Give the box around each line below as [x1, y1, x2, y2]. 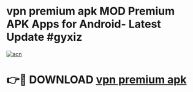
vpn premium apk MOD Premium [6, 4, 175, 18]
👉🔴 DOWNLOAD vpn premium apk [6, 73, 187, 87]
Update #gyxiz [6, 30, 83, 44]
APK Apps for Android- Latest [6, 17, 161, 31]
